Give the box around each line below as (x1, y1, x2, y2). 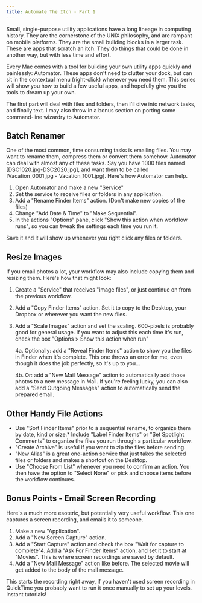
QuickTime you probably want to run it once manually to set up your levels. (6, 584, 192, 592)
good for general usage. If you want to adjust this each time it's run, (14, 329, 184, 336)
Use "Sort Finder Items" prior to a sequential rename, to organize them (14, 425, 191, 432)
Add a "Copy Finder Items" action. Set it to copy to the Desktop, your (14, 304, 187, 311)
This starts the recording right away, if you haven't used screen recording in (6, 578, 195, 585)
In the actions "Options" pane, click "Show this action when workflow (14, 216, 188, 224)
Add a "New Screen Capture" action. (14, 533, 107, 541)
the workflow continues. (14, 476, 75, 483)
